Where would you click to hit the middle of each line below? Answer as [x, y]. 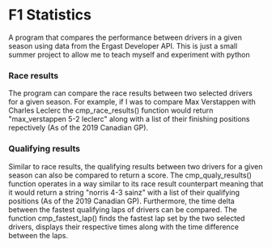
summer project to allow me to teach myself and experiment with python [129, 54]
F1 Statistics [50, 15]
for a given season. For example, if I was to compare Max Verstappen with [132, 102]
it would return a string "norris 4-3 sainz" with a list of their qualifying [124, 192]
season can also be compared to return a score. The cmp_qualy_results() [130, 175]
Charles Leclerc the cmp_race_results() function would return [111, 110]
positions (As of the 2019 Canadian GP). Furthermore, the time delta [121, 201]
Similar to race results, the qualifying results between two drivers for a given [136, 166]
